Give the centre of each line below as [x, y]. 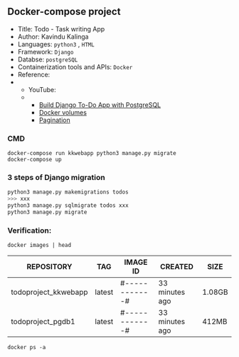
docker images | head [39, 246]
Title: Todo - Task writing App [61, 29]
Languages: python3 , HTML [56, 44]
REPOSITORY [49, 267]
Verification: [30, 230]
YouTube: [42, 89]
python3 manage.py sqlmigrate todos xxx [68, 206]
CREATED [177, 267]
